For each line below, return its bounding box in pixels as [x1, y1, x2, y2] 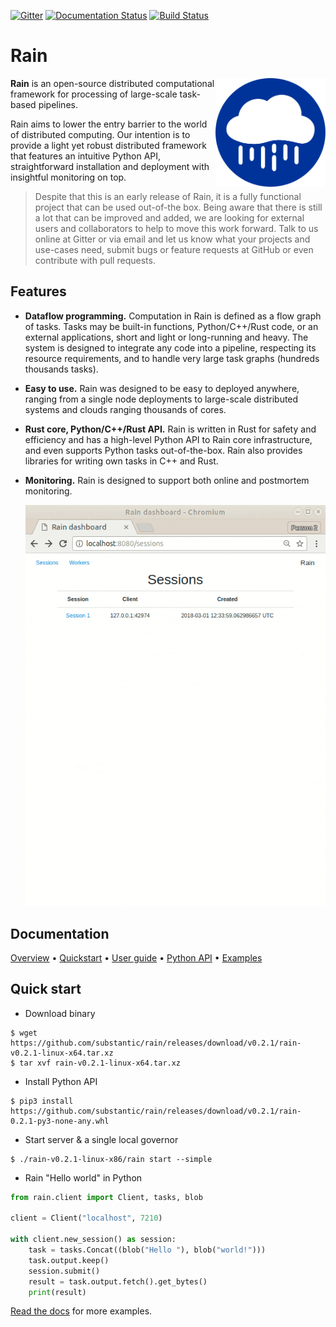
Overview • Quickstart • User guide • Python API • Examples [10, 951, 263, 964]
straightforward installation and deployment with [10, 160, 210, 172]
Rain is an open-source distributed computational [10, 77, 215, 89]
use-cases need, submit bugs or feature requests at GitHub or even [34, 243, 314, 255]
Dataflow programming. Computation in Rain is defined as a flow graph [24, 310, 322, 322]
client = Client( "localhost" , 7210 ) [10, 1213, 163, 1224]
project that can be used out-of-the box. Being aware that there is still [34, 201, 323, 213]
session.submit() [28, 1266, 101, 1276]
